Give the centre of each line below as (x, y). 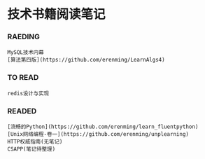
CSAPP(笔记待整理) (31, 149)
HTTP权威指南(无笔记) (35, 142)
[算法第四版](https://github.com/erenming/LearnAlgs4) (86, 60)
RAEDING (24, 37)
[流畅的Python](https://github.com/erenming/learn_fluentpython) (103, 127)
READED (22, 111)
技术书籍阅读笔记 (57, 14)
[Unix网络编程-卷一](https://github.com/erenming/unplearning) (98, 134)
